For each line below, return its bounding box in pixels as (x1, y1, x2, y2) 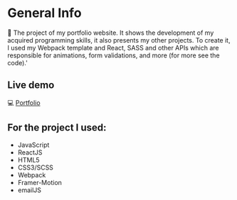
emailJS (17, 186, 41, 194)
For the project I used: (7, 122, 107, 134)
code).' (7, 58, 28, 67)
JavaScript (17, 140, 50, 149)
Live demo (7, 79, 55, 91)
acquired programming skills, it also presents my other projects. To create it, (7, 35, 231, 44)
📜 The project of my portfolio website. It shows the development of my (7, 28, 214, 37)
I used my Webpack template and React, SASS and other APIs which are (7, 43, 219, 52)
